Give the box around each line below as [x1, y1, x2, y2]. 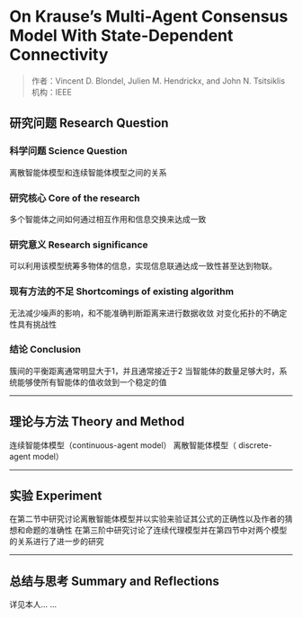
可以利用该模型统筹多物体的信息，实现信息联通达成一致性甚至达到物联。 [9, 261, 277, 272]
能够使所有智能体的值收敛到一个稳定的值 [16, 376, 167, 388]
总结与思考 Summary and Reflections [9, 573, 220, 588]
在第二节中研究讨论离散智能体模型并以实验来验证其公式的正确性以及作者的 [9, 514, 285, 524]
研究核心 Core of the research [9, 192, 141, 204]
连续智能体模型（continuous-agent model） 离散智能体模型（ [9, 439, 236, 451]
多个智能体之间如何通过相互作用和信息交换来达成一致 [9, 213, 207, 224]
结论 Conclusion [9, 344, 81, 356]
